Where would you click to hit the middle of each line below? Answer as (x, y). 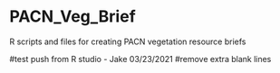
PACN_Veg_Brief (72, 17)
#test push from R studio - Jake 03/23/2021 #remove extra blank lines (140, 59)
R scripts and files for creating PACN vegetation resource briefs (128, 41)
